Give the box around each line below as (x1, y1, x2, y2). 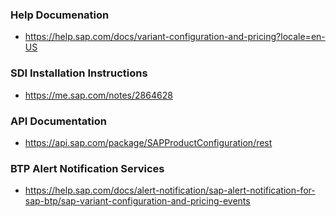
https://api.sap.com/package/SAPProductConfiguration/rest (24, 136, 273, 148)
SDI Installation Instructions (10, 66, 148, 80)
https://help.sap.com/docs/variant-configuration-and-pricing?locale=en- (24, 31, 326, 43)
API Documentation (10, 114, 108, 128)
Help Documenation (10, 8, 110, 22)
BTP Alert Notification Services (10, 161, 165, 175)
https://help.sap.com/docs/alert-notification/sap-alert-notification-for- (24, 184, 316, 197)
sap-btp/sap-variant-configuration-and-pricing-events (24, 195, 251, 207)
